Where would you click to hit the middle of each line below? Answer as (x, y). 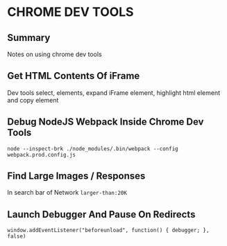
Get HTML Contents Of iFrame (74, 76)
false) (17, 236)
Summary (29, 38)
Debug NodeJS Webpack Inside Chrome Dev (106, 122)
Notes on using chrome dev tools (54, 54)
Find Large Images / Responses (76, 176)
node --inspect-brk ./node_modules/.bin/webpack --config (93, 149)
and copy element (33, 100)
